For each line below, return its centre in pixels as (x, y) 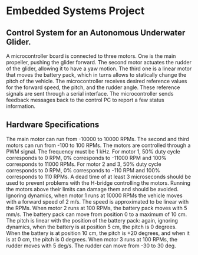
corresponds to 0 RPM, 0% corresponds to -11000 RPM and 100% (86, 158)
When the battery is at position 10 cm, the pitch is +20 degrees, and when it (98, 233)
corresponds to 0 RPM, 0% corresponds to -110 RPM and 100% (83, 170)
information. (21, 106)
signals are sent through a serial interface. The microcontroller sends (90, 94)
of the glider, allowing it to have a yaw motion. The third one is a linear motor (99, 68)
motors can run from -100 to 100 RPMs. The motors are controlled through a (98, 145)
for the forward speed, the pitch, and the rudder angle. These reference (93, 87)
